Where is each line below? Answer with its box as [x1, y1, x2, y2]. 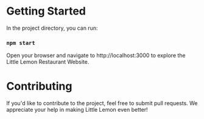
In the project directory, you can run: [6, 24, 98, 32]
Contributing [6, 80, 72, 93]
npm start [6, 39, 35, 46]
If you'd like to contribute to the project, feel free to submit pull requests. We [6, 100, 198, 107]
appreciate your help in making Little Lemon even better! [6, 106, 148, 114]
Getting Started [6, 4, 86, 18]
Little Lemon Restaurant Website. [6, 58, 90, 66]
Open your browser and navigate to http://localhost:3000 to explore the [6, 52, 186, 59]
